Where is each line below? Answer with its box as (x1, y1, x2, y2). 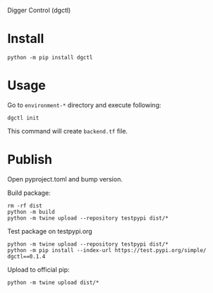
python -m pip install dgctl (7, 54, 93, 61)
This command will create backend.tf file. (7, 126, 128, 135)
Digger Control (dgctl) (7, 6, 71, 14)
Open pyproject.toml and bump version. (7, 174, 123, 183)
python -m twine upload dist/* (7, 279, 99, 286)
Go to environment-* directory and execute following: (7, 100, 162, 109)
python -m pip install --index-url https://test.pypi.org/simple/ (7, 246, 207, 253)
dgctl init (7, 114, 39, 121)
